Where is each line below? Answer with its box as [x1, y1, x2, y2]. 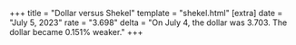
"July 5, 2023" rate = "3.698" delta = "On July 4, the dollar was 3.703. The [9, 17, 288, 28]
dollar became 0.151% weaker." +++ [9, 27, 143, 37]
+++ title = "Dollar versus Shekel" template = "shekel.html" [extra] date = [9, 8, 283, 18]
